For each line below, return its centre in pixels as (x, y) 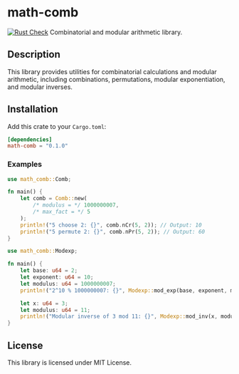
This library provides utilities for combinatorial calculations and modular (112, 71)
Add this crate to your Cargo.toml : (57, 126)
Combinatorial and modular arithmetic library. (116, 32)
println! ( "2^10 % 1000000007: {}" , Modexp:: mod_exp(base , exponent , (124, 290)
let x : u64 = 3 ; (44, 303)
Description (34, 54)
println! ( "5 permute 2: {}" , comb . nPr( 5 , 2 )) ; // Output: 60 (113, 232)
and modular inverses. (40, 87)
